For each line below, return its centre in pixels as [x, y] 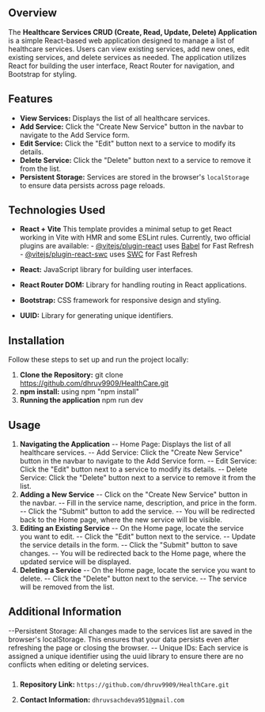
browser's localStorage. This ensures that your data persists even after [124, 639]
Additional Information [65, 612]
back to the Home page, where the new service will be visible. [121, 520]
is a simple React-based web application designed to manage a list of [121, 40]
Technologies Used [57, 210]
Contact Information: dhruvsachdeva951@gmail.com [102, 699]
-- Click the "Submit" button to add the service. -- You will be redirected [137, 511]
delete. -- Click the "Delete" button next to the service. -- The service [133, 579]
